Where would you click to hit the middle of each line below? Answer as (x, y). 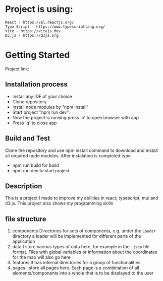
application (24, 241)
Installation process (36, 85)
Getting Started (38, 55)
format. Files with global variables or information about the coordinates (85, 252)
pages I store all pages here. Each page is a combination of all (76, 268)
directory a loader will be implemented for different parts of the (77, 236)
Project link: (17, 69)
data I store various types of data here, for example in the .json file (81, 247)
